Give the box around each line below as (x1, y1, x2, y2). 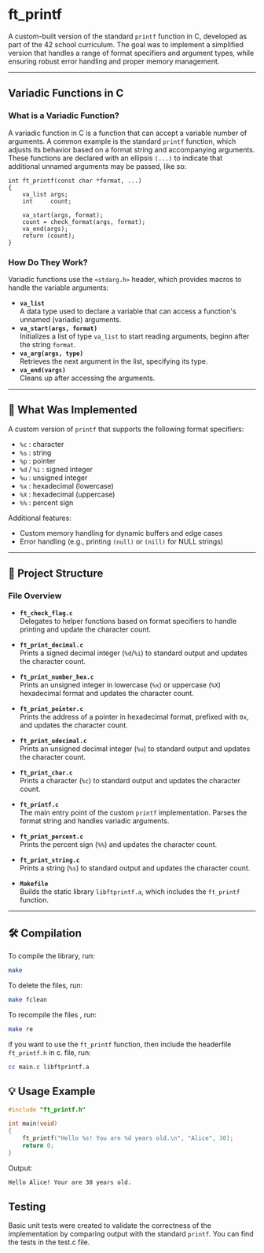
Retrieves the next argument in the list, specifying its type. (19, 356, 208, 366)
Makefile (19, 880, 49, 888)
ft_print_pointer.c (19, 705, 84, 713)
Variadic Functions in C (8, 86, 124, 100)
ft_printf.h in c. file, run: (8, 1047, 92, 1057)
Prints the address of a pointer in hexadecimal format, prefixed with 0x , (19, 713, 249, 722)
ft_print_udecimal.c (19, 737, 87, 746)
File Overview (8, 591, 62, 602)
